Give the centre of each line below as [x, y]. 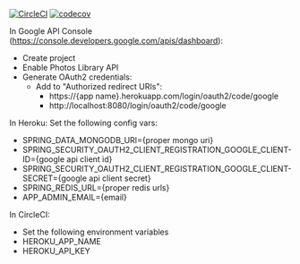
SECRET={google [55, 178]
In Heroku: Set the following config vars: [84, 123]
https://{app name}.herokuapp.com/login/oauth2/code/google [164, 96]
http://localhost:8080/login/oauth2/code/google [137, 106]
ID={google [43, 159]
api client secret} [120, 178]
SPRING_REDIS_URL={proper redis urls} [96, 187]
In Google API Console [51, 31]
